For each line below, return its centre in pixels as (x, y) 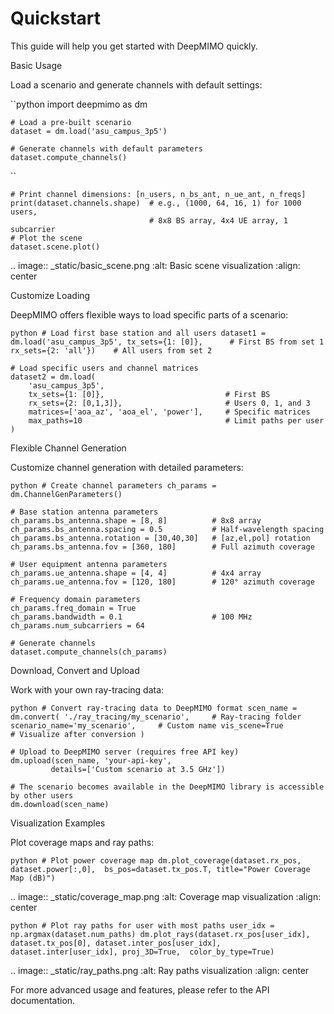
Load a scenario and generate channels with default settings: (136, 84)
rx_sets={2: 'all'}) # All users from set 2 (111, 350)
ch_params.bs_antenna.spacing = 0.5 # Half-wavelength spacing (167, 529)
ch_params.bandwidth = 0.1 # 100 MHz (131, 617)
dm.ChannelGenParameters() (66, 494)
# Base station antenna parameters (84, 512)
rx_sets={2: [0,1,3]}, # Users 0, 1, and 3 (169, 403)
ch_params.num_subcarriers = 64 (77, 625)
